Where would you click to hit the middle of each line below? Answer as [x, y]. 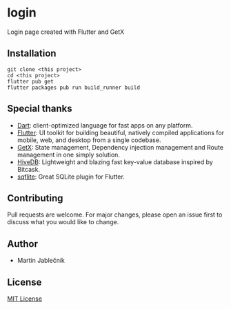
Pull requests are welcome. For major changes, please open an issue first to [115, 215]
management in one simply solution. [69, 154]
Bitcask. [28, 169]
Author [22, 244]
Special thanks [40, 109]
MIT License [25, 299]
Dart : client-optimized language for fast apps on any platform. [105, 125]
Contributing [35, 198]
